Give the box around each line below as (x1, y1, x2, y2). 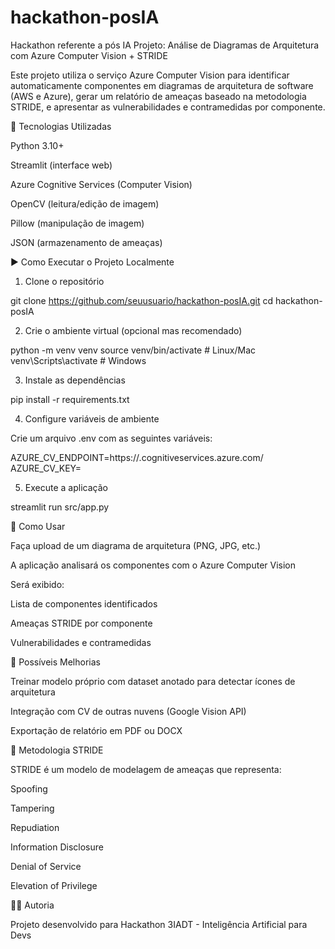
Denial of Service (10, 860, 82, 872)
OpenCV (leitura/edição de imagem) (10, 197, 160, 210)
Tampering (10, 802, 55, 814)
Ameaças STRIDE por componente (10, 617, 153, 629)
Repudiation (10, 821, 60, 833)
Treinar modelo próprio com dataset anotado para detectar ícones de (10, 675, 296, 687)
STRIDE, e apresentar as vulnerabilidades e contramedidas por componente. (10, 101, 326, 113)
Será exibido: (10, 578, 65, 590)
